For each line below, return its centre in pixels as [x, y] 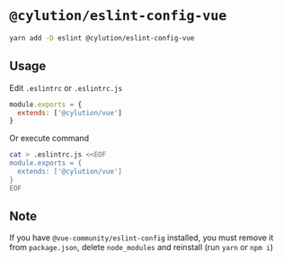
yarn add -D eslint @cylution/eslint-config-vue [102, 38]
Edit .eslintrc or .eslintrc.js [66, 87]
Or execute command [49, 139]
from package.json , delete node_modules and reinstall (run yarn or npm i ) [141, 247]
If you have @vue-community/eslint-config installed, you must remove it [141, 238]
